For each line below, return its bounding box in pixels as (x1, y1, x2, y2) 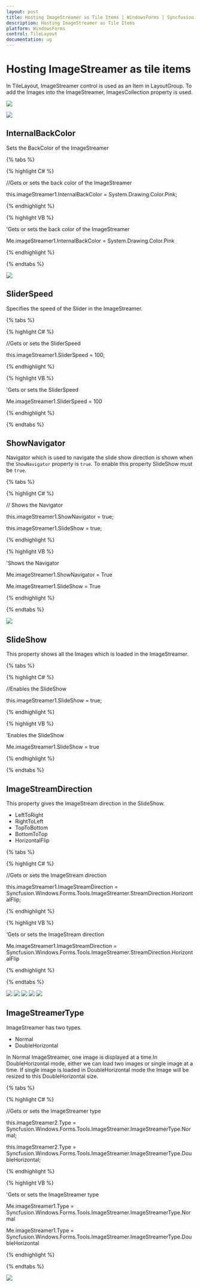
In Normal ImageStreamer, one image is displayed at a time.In (6, 1053, 157, 1061)
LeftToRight (14, 811, 44, 818)
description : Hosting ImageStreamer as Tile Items (6, 20, 135, 26)
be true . (6, 467, 27, 474)
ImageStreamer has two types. (6, 1023, 82, 1031)
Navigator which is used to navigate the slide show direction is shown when (6, 454, 193, 461)
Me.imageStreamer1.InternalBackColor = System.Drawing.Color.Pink (6, 237, 175, 244)
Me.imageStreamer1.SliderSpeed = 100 (6, 398, 103, 405)
